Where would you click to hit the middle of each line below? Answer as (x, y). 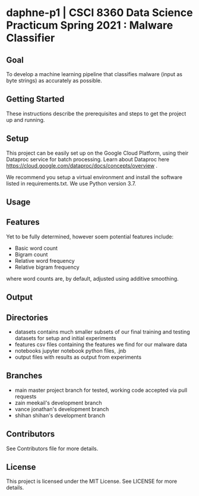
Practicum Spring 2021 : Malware (90, 25)
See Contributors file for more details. (52, 448)
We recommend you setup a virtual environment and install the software (94, 177)
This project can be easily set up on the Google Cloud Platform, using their (97, 153)
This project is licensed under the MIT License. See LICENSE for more (91, 481)
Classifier (31, 38)
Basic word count (36, 248)
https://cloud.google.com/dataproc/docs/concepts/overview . (82, 165)
